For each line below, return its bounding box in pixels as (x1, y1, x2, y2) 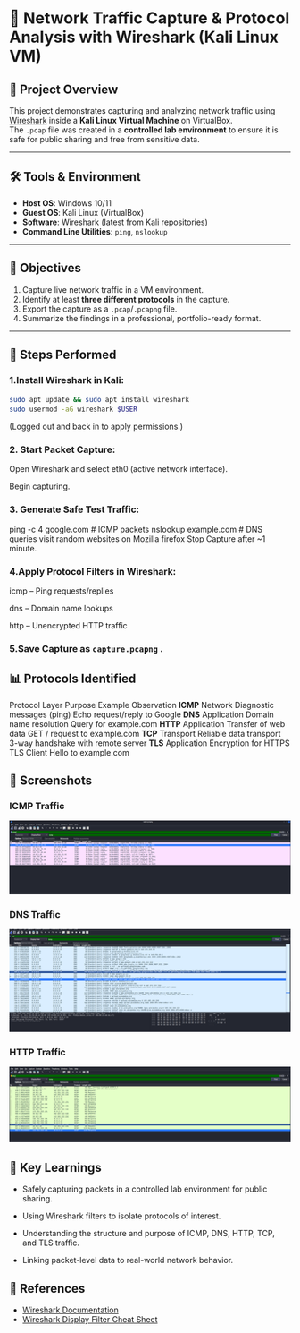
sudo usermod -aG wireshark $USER (9, 405, 138, 414)
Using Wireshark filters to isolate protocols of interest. (21, 1210, 221, 1221)
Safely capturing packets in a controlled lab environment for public (21, 1183, 268, 1194)
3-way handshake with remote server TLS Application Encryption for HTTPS (9, 738, 290, 748)
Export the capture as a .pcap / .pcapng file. (21, 303, 178, 314)
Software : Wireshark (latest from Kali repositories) (21, 217, 208, 227)
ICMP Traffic (9, 800, 65, 812)
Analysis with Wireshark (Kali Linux (9, 27, 279, 47)
